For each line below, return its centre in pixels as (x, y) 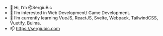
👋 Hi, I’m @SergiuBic (31, 8)
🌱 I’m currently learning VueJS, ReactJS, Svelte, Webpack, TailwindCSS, (84, 18)
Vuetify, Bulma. (25, 23)
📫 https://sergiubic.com (35, 28)
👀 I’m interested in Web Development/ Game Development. (70, 13)
